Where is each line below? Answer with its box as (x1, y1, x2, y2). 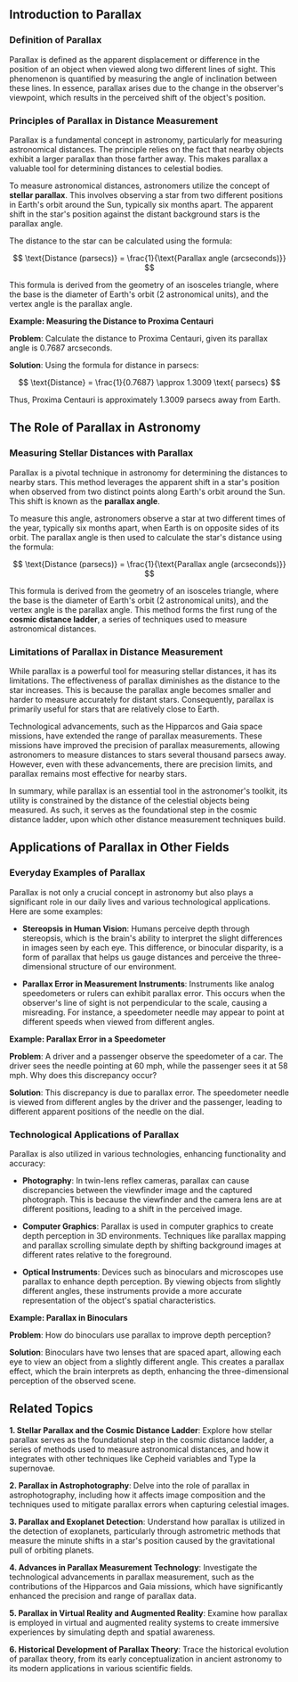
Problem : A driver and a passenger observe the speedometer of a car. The (9, 1051, 284, 1061)
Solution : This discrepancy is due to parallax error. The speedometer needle (9, 1087, 289, 1098)
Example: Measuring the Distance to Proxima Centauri (9, 316, 214, 326)
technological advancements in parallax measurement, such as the (9, 1571, 254, 1582)
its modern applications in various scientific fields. (9, 1662, 193, 1673)
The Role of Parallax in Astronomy (9, 420, 202, 435)
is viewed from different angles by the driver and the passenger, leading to (9, 1096, 283, 1107)
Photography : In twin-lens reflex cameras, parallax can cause (21, 1175, 250, 1185)
